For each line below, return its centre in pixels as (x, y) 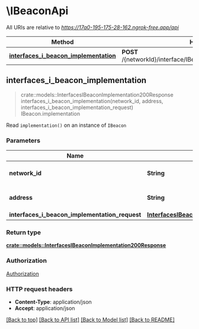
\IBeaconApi (37, 11)
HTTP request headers (39, 289)
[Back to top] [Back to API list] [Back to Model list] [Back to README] (90, 320)
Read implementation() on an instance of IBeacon (66, 125)
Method (62, 41)
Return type (24, 232)
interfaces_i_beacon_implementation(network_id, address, (92, 101)
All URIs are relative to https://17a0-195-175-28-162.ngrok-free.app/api (93, 27)
